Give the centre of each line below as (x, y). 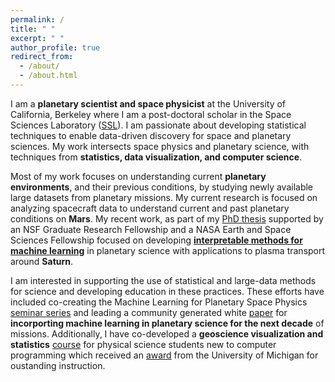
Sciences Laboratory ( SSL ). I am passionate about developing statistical (158, 125)
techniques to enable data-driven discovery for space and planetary (151, 135)
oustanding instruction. (58, 365)
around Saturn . (42, 261)
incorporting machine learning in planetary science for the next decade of (167, 323)
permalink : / (37, 19)
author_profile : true (55, 47)
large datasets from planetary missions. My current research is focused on (164, 197)
